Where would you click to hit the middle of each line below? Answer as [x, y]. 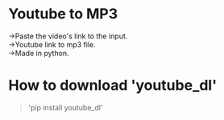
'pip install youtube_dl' [65, 107]
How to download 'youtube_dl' [113, 86]
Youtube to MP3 [63, 14]
